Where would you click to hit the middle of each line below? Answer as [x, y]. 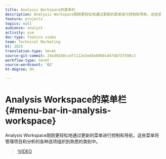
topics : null [19, 23]
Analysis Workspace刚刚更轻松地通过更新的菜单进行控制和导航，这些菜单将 [82, 135]
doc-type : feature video [31, 38]
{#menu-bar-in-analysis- [58, 110]
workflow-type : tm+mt [27, 60]
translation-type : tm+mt [31, 51]
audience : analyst [24, 28]
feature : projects [24, 19]
